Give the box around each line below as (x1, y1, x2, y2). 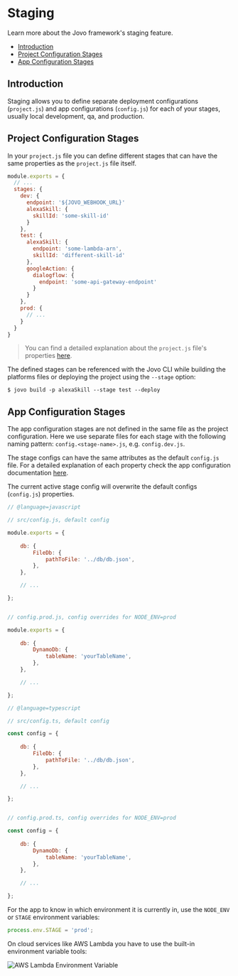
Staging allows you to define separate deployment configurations (7, 97, 199, 105)
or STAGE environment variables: (7, 913, 100, 921)
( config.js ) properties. (7, 490, 75, 499)
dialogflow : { (33, 271, 75, 278)
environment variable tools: (7, 947, 87, 955)
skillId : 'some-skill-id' (33, 212, 110, 219)
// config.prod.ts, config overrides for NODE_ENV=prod (7, 815, 176, 822)
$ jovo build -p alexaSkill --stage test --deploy (7, 386, 161, 394)
